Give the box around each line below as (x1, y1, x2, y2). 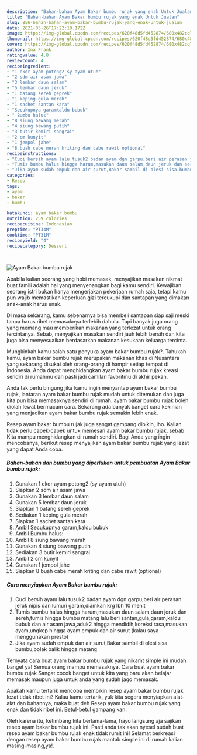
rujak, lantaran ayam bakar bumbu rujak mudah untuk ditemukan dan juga (6, 391, 184, 398)
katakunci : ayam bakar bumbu (6, 210, 78, 216)
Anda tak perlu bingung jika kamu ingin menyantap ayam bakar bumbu (6, 385, 177, 392)
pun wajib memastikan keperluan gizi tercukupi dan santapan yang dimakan (6, 294, 189, 301)
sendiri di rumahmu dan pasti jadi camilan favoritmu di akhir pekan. (6, 373, 168, 380)
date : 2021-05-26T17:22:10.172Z (6, 25, 85, 31)
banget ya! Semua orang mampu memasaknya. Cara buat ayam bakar (6, 663, 175, 670)
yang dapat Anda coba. (6, 446, 63, 453)
